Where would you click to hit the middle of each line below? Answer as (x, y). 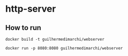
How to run (23, 28)
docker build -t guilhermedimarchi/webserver (55, 39)
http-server (31, 9)
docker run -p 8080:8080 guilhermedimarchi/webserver (64, 48)
